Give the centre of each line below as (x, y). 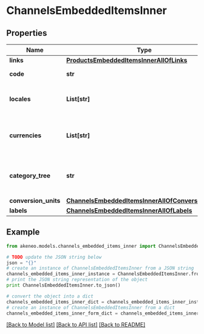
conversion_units (35, 201)
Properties (27, 33)
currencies (25, 135)
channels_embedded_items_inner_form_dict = (62, 313)
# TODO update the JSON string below (54, 257)
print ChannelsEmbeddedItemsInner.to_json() (63, 285)
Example (23, 232)
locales (20, 99)
